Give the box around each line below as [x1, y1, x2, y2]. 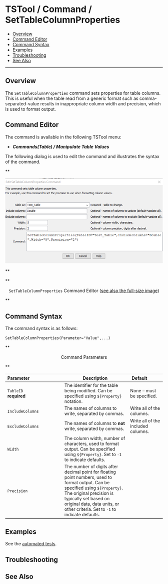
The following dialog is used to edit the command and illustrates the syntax [5, 153, 160, 159]
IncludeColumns [7, 409, 39, 414]
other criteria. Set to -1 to [64, 506, 116, 512]
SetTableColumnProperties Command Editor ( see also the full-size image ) [8, 287, 159, 294]
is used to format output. [5, 106, 56, 112]
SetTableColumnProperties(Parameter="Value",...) [5, 336, 111, 341]
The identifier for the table [64, 382, 118, 388]
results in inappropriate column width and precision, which [40, 100, 161, 106]
